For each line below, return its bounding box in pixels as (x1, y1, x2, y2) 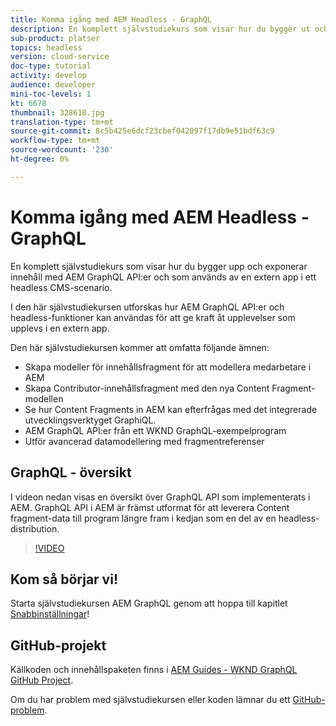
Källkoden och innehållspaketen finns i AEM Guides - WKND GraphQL (10, 664, 298, 676)
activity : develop (10, 71, 87, 81)
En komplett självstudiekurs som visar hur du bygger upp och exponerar (10, 260, 308, 272)
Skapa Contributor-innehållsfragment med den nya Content (24, 382, 270, 394)
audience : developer (10, 80, 97, 90)
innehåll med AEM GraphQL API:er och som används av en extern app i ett (10, 271, 317, 283)
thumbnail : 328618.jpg (10, 107, 105, 118)
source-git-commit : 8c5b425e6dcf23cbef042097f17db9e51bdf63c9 (10, 126, 275, 136)
